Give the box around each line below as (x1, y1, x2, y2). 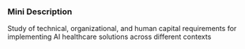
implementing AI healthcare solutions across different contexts (7, 32, 212, 41)
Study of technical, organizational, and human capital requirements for (7, 24, 237, 33)
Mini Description (7, 6, 73, 17)
